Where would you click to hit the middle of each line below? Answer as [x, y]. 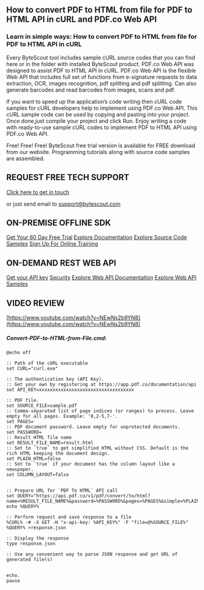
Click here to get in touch [38, 192]
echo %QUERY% [23, 506]
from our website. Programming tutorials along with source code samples [98, 152]
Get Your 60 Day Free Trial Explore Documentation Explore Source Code [97, 237]
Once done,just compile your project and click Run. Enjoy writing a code [97, 121]
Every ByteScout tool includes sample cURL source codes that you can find [101, 58]
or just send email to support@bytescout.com [63, 204]
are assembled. [25, 158]
